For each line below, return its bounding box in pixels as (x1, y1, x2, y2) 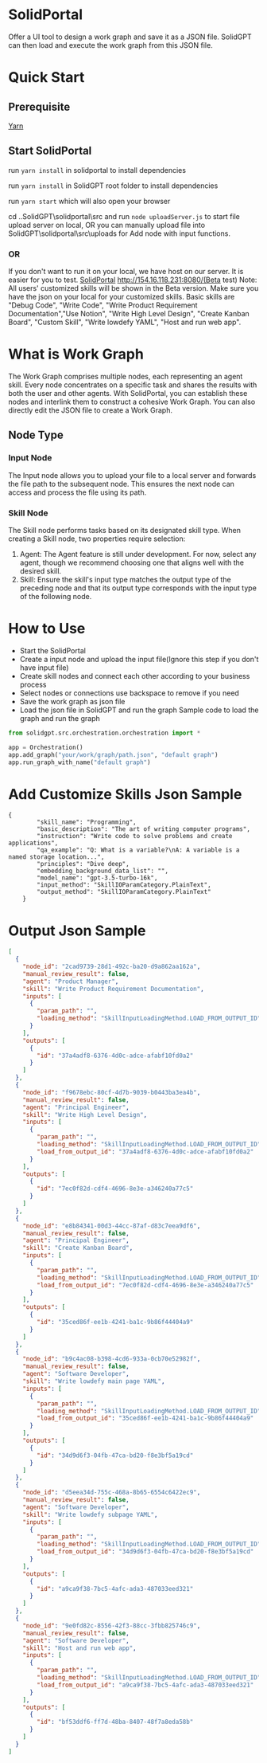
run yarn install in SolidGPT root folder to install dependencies (8, 181, 219, 190)
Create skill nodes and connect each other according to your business (19, 671, 250, 680)
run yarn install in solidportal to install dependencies (8, 165, 187, 174)
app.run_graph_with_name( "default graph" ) (8, 758, 151, 766)
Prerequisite (8, 100, 71, 113)
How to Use (8, 620, 86, 638)
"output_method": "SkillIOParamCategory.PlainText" (37, 888, 212, 896)
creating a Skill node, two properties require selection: (8, 534, 186, 543)
